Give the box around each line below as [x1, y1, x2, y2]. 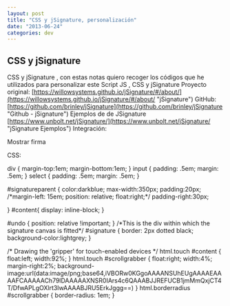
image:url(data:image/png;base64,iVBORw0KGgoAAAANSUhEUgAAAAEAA [7, 269, 222, 278]
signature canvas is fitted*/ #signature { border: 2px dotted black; [7, 227, 194, 235]
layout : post [7, 10, 45, 17]
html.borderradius [139, 284, 191, 292]
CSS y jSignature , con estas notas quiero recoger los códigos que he [7, 73, 205, 81]
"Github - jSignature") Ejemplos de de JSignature [7, 110, 147, 118]
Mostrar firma [7, 138, 46, 146]
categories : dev [7, 29, 54, 37]
